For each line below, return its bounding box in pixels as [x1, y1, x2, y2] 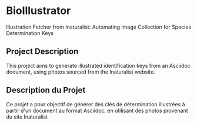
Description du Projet [6, 85, 86, 95]
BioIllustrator [6, 4, 71, 18]
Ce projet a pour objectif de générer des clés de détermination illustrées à [6, 100, 185, 107]
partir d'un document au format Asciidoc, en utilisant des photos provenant [6, 107, 188, 114]
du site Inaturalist [6, 113, 48, 120]
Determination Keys [6, 29, 54, 36]
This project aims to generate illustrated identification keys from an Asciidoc [6, 62, 191, 69]
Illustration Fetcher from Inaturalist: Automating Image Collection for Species [6, 23, 192, 30]
